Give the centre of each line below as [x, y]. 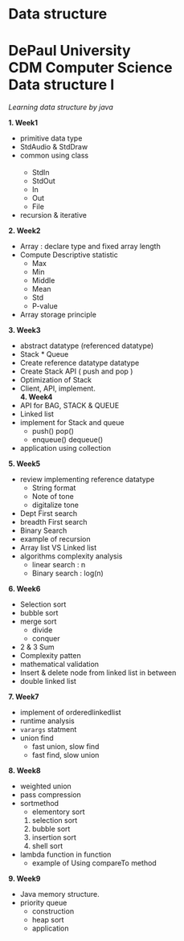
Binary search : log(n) [68, 573]
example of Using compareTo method [94, 863]
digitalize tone [55, 505]
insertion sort [54, 837]
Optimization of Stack [56, 380]
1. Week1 [23, 123]
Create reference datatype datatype [80, 363]
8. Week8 [25, 771]
